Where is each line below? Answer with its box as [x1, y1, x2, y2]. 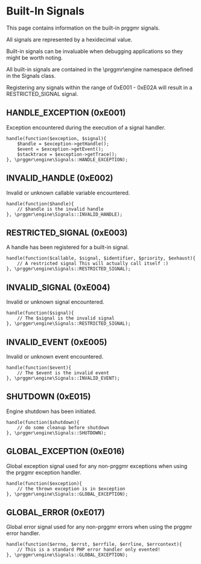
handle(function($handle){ [6, 200, 74, 207]
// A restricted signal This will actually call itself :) [17, 261, 169, 267]
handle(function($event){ [6, 365, 71, 371]
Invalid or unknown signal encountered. [6, 298, 104, 306]
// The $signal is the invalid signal [17, 315, 115, 321]
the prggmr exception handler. [6, 469, 81, 476]
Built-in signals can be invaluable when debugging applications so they [6, 47, 183, 55]
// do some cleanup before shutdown [17, 425, 110, 431]
